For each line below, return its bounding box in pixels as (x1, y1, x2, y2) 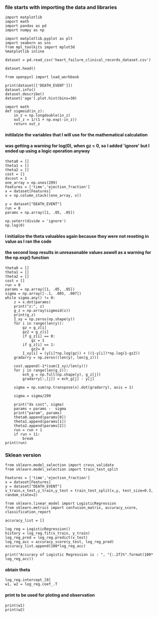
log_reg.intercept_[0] (5, 578, 51, 582)
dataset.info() (5, 87, 36, 93)
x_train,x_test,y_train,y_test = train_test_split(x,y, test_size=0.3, (5, 488, 153, 493)
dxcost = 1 (5, 176, 27, 181)
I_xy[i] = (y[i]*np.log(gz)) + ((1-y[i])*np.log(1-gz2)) (22, 350, 140, 356)
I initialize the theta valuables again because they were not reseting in (5, 233, 149, 239)
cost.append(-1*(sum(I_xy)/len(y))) (14, 364, 88, 368)
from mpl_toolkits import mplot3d (5, 45, 75, 50)
